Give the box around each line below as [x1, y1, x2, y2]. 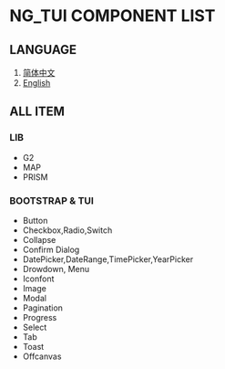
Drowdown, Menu [22, 263, 90, 274]
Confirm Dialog [22, 244, 80, 255]
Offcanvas [22, 351, 62, 362]
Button [22, 215, 48, 226]
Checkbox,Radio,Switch [22, 225, 113, 236]
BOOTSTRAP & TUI [9, 194, 94, 206]
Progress [22, 311, 57, 322]
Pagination [22, 302, 64, 313]
